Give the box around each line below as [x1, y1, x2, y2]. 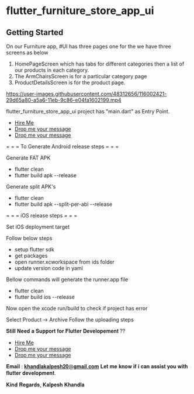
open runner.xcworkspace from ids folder [14, 258, 115, 265]
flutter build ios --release [14, 293, 75, 300]
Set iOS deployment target [6, 223, 70, 230]
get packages [14, 253, 48, 259]
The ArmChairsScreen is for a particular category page [14, 73, 147, 80]
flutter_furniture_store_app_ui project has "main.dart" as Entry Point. [6, 108, 170, 115]
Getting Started [6, 27, 64, 37]
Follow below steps [6, 235, 53, 241]
